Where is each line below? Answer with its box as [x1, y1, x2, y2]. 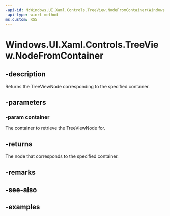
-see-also [5, 185, 37, 194]
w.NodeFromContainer [5, 49, 104, 61]
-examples [5, 203, 40, 211]
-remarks [5, 168, 36, 177]
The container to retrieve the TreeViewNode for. [5, 125, 106, 131]
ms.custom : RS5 [5, 17, 38, 22]
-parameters [5, 98, 46, 107]
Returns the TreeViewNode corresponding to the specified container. [5, 84, 150, 90]
